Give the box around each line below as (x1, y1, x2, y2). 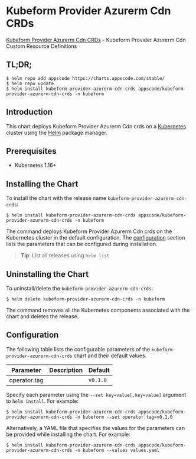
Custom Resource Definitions (6, 43, 77, 50)
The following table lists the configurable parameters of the (6, 345, 151, 353)
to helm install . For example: (6, 397, 79, 405)
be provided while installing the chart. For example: (6, 431, 131, 438)
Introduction (6, 107, 53, 117)
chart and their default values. (73, 352, 147, 359)
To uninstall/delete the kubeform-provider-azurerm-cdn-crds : (6, 285, 153, 292)
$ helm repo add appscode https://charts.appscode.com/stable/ (6, 75, 165, 81)
